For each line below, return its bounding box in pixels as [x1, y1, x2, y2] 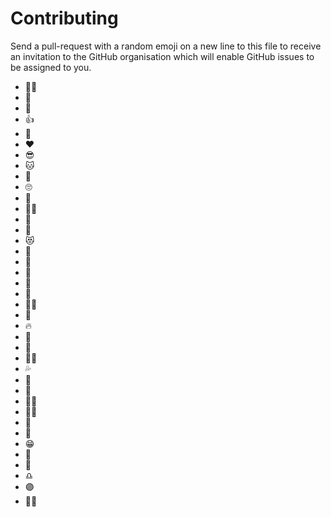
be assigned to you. [10, 61, 92, 73]
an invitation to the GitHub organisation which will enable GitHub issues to [10, 50, 315, 62]
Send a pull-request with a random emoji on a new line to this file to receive [10, 40, 322, 52]
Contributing [10, 7, 119, 30]
